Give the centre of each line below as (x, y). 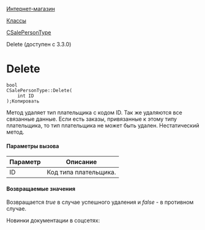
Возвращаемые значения (41, 189)
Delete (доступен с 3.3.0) (39, 44)
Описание (81, 162)
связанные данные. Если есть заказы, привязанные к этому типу (92, 119)
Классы (16, 20)
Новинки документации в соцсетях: (53, 221)
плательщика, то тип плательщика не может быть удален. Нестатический (103, 125)
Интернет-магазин (31, 9)
